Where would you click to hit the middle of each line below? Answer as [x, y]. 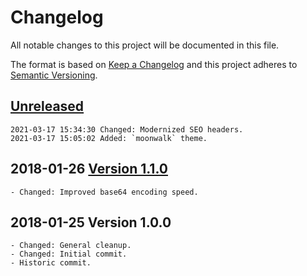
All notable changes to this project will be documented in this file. [145, 45]
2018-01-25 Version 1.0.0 [91, 222]
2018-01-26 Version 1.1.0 [89, 169]
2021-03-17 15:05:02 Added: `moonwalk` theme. [109, 138]
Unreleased [47, 106]
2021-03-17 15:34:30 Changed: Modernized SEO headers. [127, 129]
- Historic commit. [51, 263]
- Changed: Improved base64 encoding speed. [104, 192]
